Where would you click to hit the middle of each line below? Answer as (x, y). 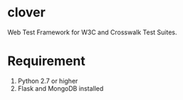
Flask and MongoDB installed (61, 88)
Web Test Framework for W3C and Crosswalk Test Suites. (92, 32)
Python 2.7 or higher (48, 81)
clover (27, 12)
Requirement (46, 61)
